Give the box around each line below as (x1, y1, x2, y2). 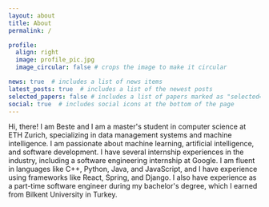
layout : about (8, 11, 56, 20)
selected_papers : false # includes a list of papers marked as (8, 93, 224, 101)
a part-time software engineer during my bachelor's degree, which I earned (8, 181, 258, 191)
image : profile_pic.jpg (15, 56, 94, 64)
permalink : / (8, 26, 52, 34)
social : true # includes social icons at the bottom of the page (8, 100, 235, 108)
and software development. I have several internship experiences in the (8, 147, 244, 157)
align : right (15, 49, 59, 57)
